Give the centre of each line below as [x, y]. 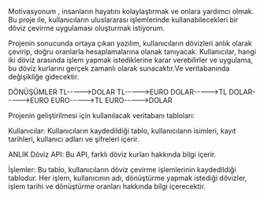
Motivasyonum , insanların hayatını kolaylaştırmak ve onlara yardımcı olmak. [131, 11]
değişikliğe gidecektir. [44, 77]
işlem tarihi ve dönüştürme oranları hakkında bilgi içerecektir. [107, 186]
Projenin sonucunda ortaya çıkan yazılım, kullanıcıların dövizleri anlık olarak [130, 43]
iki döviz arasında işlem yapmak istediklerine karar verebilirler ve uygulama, [131, 60]
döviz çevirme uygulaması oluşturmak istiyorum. [87, 28]
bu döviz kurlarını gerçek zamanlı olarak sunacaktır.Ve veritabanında [119, 68]
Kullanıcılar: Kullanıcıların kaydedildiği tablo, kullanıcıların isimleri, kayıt [122, 131]
